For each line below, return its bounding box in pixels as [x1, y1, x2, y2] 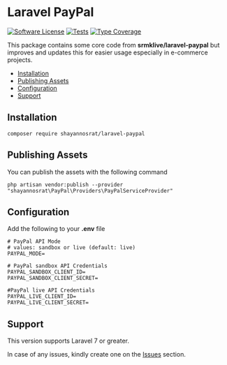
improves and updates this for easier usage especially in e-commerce [7, 48, 208, 57]
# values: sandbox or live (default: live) [7, 244, 136, 251]
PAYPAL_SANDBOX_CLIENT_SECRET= [7, 275, 98, 282]
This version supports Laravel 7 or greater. [7, 336, 129, 345]
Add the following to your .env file [7, 225, 105, 233]
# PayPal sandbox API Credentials [7, 262, 108, 269]
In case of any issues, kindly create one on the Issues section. [7, 350, 186, 359]
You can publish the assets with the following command [7, 167, 168, 176]
